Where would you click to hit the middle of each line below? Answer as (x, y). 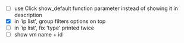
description (28, 15)
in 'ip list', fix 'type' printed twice (54, 28)
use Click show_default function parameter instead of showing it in (96, 8)
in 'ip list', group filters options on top (60, 21)
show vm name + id (38, 34)
